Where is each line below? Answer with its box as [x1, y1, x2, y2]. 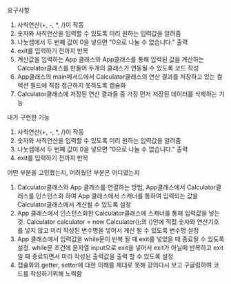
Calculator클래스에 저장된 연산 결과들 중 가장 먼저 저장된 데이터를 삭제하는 [17, 90, 217, 98]
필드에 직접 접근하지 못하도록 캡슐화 [30, 82, 126, 89]
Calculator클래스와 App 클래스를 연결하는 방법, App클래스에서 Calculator [17, 183, 217, 191]
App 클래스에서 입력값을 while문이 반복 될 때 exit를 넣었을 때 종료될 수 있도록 [17, 235, 225, 243]
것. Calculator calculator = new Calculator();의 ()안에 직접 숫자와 [17, 218, 196, 226]
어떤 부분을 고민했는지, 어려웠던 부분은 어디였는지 [7, 169, 140, 176]
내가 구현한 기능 [7, 113, 50, 121]
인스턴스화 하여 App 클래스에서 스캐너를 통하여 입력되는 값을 [35, 192, 199, 200]
